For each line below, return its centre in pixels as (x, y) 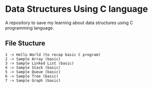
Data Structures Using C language (76, 9)
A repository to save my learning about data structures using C (69, 23)
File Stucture (25, 44)
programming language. (30, 28)
